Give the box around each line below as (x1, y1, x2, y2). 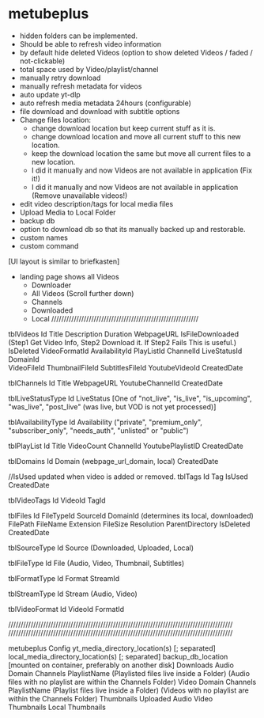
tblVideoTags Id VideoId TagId (8, 496, 106, 505)
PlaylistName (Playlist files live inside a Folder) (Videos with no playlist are (8, 686, 249, 695)
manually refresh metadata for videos (19, 81, 142, 91)
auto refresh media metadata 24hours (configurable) (19, 98, 192, 108)
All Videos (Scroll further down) (31, 288, 134, 298)
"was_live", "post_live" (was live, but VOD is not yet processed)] (8, 401, 217, 412)
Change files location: (19, 115, 92, 124)
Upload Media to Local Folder (19, 207, 116, 217)
